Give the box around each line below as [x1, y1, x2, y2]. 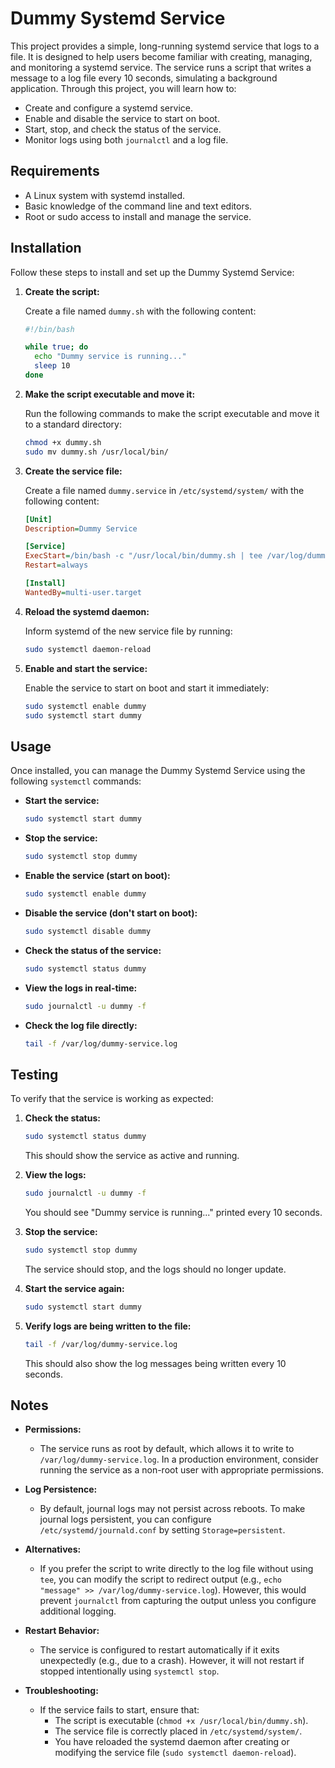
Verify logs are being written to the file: [24, 1320, 192, 1332]
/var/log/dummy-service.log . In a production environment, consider [39, 1453, 319, 1466]
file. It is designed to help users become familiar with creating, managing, [10, 50, 313, 62]
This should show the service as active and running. [24, 1150, 240, 1162]
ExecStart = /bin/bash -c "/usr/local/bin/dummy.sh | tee [24, 551, 263, 561]
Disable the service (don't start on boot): [24, 907, 198, 919]
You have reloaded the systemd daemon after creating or [54, 1736, 290, 1748]
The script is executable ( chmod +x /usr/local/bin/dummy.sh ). [54, 1715, 309, 1727]
